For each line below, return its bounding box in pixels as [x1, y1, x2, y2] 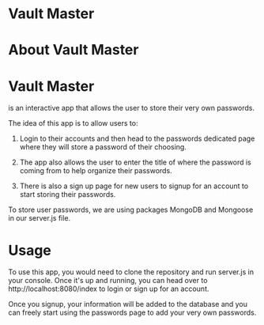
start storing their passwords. [19, 190, 116, 199]
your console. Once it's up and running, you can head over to [8, 276, 208, 285]
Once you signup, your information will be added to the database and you [8, 300, 247, 309]
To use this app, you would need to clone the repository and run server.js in [8, 267, 255, 277]
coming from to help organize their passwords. [19, 166, 172, 176]
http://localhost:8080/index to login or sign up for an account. [8, 284, 209, 293]
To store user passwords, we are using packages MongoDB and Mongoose [8, 205, 254, 214]
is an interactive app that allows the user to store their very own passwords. [8, 104, 255, 113]
